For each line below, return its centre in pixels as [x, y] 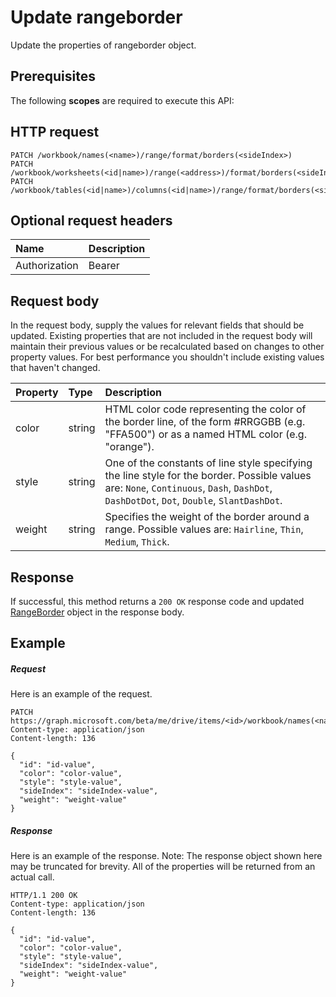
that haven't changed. [55, 368]
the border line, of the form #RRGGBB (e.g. [205, 422]
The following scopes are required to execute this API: [122, 100]
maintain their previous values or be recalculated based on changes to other [167, 347]
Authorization [47, 266]
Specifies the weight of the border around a [207, 517]
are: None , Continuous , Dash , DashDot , [188, 488]
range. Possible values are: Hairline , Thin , [204, 529]
